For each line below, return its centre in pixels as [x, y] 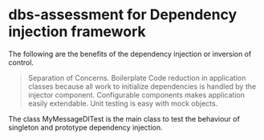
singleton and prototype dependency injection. [85, 127]
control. [21, 62]
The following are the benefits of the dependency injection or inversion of [130, 54]
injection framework [77, 32]
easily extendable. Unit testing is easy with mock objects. [123, 103]
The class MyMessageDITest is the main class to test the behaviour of [124, 118]
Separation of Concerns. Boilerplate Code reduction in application [137, 78]
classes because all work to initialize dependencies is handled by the [142, 86]
